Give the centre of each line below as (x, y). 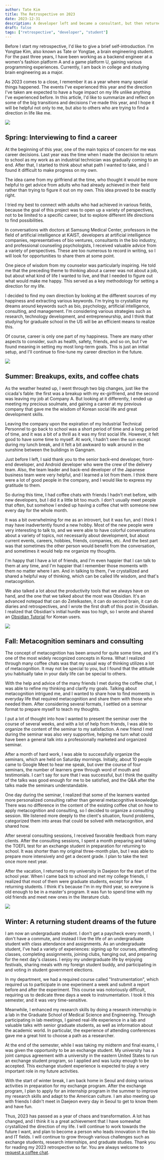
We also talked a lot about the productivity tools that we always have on (77, 591)
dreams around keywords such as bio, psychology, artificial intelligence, (78, 306)
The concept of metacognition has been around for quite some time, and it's (82, 653)
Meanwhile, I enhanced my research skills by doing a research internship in (81, 1010)
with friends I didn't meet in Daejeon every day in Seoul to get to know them (81, 1101)
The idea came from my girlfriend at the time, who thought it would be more (81, 180)
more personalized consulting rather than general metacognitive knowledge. (82, 800)
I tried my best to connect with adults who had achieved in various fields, (79, 205)
